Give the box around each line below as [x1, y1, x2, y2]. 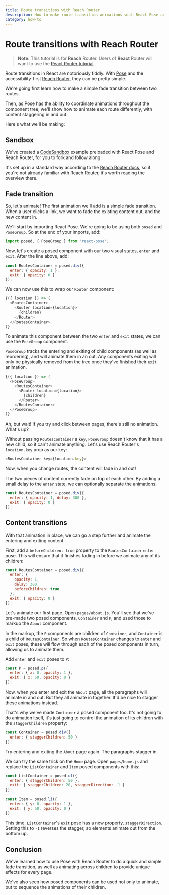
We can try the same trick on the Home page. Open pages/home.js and [5, 758, 148, 764]
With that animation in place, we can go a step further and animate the [5, 532, 151, 538]
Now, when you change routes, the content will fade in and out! [5, 465, 136, 472]
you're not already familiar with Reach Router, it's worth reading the [5, 170, 145, 176]
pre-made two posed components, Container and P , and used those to [5, 615, 151, 621]
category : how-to [5, 17, 42, 22]
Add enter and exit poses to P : [5, 656, 69, 662]
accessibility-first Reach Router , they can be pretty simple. [5, 76, 127, 82]
